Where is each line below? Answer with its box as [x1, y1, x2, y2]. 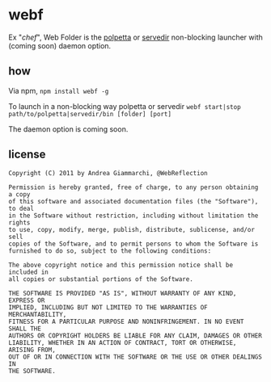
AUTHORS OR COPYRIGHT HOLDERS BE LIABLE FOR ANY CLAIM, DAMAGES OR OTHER [8, 331, 263, 340]
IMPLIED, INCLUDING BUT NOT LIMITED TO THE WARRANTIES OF [8, 303, 208, 312]
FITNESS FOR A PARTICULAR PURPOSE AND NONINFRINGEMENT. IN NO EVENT [8, 317, 244, 325]
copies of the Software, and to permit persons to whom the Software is [8, 240, 259, 248]
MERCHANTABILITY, [8, 310, 67, 318]
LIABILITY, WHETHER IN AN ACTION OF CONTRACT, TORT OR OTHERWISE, [8, 338, 237, 346]
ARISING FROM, [8, 346, 57, 354]
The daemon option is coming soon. [8, 124, 129, 134]
